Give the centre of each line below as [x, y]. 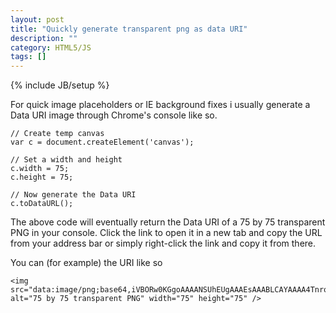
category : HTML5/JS [51, 47]
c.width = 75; [40, 169]
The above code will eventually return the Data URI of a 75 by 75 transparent [168, 222]
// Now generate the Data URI [73, 195]
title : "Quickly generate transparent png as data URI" [129, 29]
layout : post [37, 19]
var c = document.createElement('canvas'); [102, 142]
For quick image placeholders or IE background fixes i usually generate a [160, 105]
